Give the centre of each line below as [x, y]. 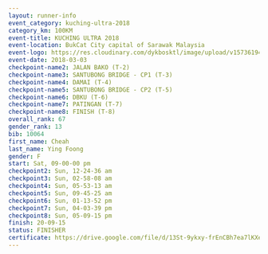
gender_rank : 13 [35, 127]
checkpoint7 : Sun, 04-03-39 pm [60, 208]
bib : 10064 [26, 134]
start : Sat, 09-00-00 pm [49, 164]
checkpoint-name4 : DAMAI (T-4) [60, 82]
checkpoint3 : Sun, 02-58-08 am [60, 179]
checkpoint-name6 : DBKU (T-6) [59, 97]
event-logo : [28, 53]
